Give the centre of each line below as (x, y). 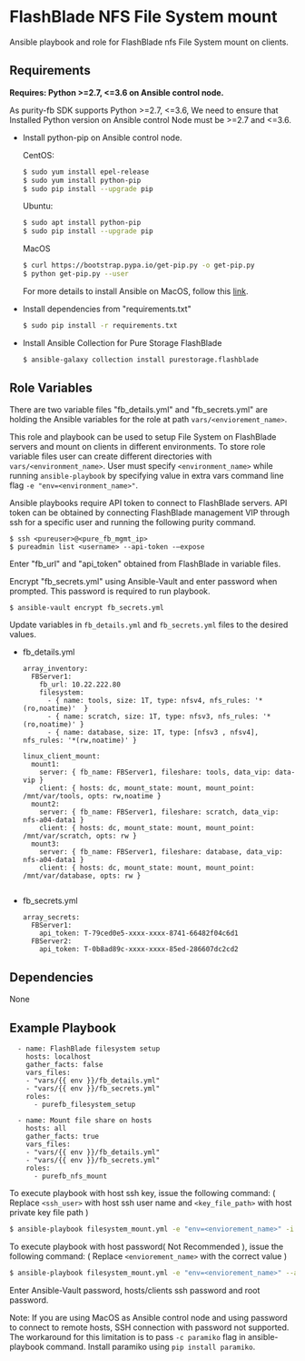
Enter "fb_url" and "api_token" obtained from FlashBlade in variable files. (145, 564)
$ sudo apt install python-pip (82, 223)
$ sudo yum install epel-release (86, 172)
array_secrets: (51, 918)
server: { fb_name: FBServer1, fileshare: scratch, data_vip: (159, 812)
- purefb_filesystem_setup (84, 1105)
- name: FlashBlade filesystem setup (89, 1049)
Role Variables (51, 388)
